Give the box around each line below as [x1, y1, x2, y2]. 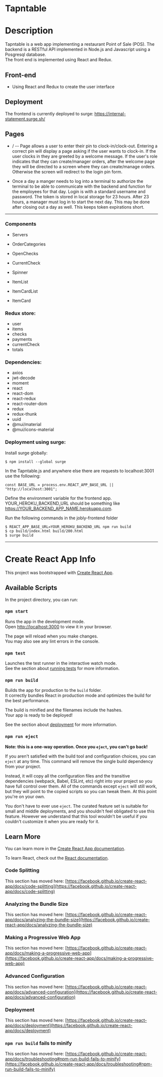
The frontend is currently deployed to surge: [5, 110, 94, 117]
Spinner [12, 269, 28, 275]
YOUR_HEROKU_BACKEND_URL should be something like [5, 500, 120, 506]
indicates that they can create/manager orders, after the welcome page [12, 159, 155, 164]
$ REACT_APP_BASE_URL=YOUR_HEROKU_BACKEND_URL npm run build [5, 524, 131, 529]
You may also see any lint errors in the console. [5, 638, 99, 644]
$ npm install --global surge [5, 459, 66, 464]
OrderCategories [12, 241, 46, 247]
